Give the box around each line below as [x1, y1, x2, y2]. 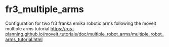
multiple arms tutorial [5, 25, 50, 31]
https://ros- [50, 25, 74, 31]
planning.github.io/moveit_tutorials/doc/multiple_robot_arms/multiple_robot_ [5, 31, 164, 37]
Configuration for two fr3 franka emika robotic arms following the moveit [5, 20, 157, 26]
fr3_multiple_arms [5, 4, 85, 15]
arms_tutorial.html [5, 36, 43, 42]
